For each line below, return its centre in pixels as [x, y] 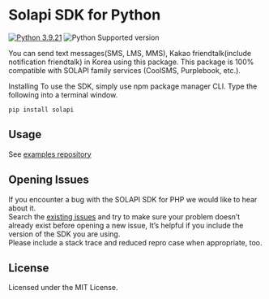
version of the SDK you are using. [64, 234]
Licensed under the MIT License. [63, 288]
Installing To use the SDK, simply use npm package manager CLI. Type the [133, 86]
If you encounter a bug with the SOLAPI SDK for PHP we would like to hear [133, 199]
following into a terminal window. [63, 94]
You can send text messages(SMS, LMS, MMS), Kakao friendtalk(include [130, 53]
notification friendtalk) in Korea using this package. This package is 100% [131, 62]
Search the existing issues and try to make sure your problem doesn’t [124, 216]
